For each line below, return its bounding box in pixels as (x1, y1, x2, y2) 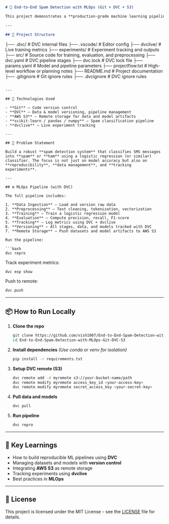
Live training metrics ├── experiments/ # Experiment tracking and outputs (5, 46, 159, 52)
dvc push (5, 288, 24, 293)
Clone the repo (12, 323, 44, 330)
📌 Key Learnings (5, 441, 58, 449)
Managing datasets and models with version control (12, 460, 122, 466)
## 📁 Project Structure (5, 32, 55, 37)
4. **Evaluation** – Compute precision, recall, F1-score (5, 215, 129, 220)
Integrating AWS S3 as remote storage (12, 465, 93, 471)
